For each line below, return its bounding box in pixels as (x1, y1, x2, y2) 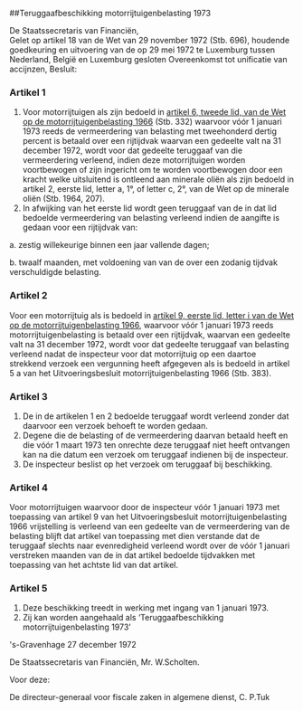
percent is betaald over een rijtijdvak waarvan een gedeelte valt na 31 (22, 136, 282, 147)
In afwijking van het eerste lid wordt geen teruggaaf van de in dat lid (22, 203, 278, 213)
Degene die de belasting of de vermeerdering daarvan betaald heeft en (22, 430, 289, 441)
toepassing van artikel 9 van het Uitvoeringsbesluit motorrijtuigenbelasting (9, 511, 288, 523)
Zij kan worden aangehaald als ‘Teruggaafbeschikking (22, 612, 224, 623)
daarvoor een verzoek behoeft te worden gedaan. (22, 420, 208, 431)
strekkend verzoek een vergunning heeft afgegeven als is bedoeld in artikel (9, 357, 290, 369)
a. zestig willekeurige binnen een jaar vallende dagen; (9, 240, 210, 251)
